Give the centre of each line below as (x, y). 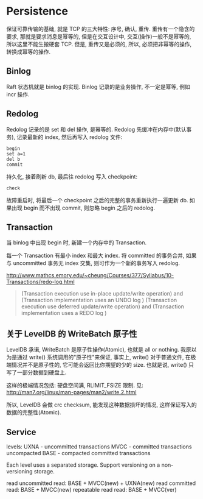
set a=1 (16, 154)
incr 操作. (18, 94)
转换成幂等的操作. (29, 51)
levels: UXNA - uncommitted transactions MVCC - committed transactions (99, 447)
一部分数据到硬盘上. (42, 372)
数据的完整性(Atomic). (34, 412)
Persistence (37, 11)
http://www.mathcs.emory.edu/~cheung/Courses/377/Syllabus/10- (90, 275)
